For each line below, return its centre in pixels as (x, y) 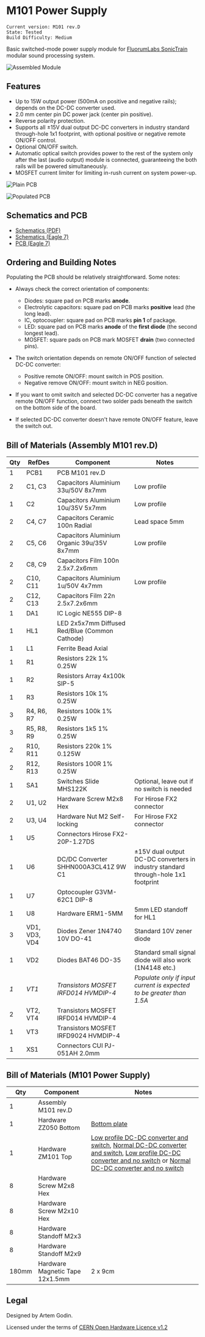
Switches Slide (78, 782)
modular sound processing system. (51, 55)
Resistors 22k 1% (83, 659)
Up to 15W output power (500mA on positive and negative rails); (96, 101)
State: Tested (24, 32)
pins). (31, 346)
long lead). (38, 314)
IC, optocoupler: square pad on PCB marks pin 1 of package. (100, 320)
